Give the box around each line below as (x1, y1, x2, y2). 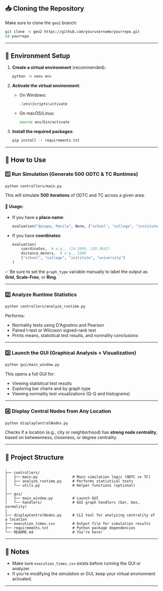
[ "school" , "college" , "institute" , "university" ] (21, 255, 126, 260)
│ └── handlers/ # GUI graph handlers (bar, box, (5, 500, 140, 505)
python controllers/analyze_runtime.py (5, 304, 86, 309)
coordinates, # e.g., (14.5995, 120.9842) (21, 246, 110, 252)
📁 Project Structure (5, 453, 64, 461)
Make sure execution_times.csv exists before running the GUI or (12, 560, 141, 566)
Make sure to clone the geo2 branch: (5, 19, 78, 26)
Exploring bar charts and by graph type (12, 386, 91, 391)
